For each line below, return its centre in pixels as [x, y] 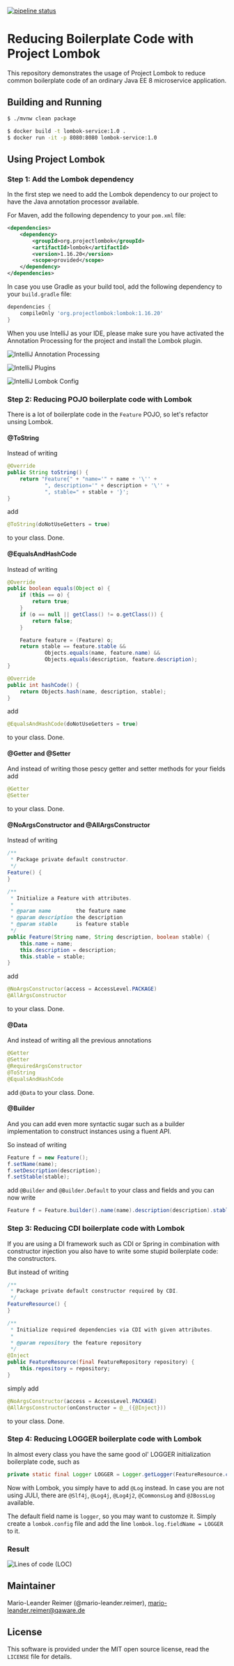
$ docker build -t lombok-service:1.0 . [67, 131]
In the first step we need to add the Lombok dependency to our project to [112, 195]
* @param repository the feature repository [76, 1342]
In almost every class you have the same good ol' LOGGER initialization [109, 1454]
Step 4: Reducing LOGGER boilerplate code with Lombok [104, 1439]
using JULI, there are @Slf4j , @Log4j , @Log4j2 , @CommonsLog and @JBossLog [111, 1495]
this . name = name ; [46, 944]
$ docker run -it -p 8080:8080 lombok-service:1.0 [82, 137]
